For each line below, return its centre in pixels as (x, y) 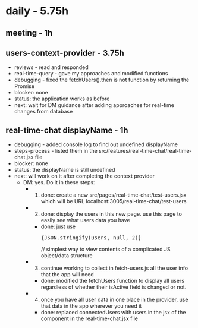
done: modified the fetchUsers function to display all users (113, 281)
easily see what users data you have (85, 220)
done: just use (58, 226)
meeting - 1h (29, 33)
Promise (24, 86)
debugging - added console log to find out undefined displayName (96, 144)
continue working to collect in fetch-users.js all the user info (114, 268)
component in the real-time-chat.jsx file (89, 318)
